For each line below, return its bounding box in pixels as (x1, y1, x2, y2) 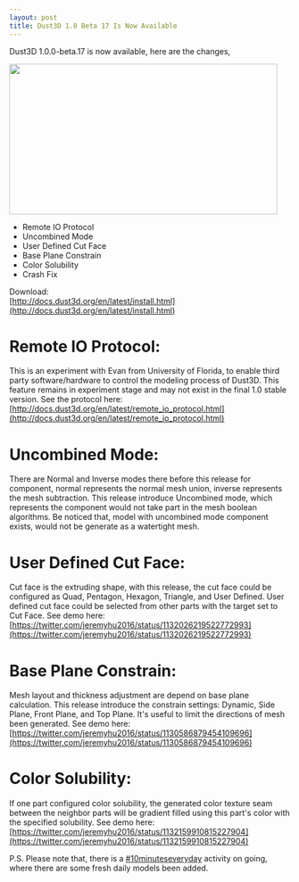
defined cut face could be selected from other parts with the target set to (9, 601, 278, 612)
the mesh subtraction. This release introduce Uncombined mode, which (9, 492, 273, 504)
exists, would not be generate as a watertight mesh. (9, 521, 200, 532)
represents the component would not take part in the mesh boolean (9, 502, 257, 513)
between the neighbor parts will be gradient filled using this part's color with (9, 808, 290, 819)
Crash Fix (21, 268, 58, 279)
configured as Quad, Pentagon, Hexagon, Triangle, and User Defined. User (9, 591, 285, 602)
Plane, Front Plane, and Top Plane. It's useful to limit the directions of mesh (9, 709, 286, 720)
